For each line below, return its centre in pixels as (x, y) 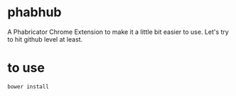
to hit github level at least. (45, 39)
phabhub (34, 12)
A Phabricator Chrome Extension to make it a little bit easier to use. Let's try (118, 32)
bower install (28, 86)
